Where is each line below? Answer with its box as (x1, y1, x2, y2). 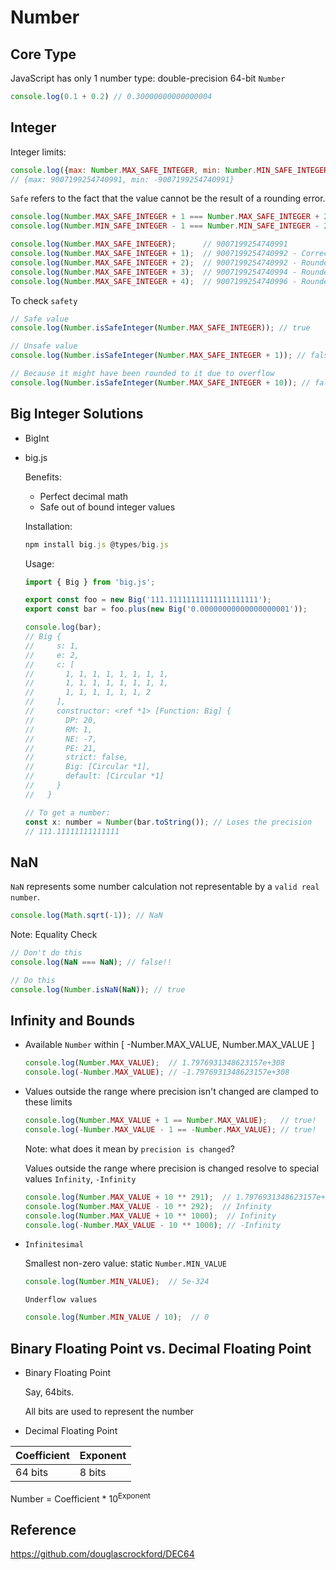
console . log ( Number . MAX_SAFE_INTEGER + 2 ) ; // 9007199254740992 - (10, 257, 298, 268)
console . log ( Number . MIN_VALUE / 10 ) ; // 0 (24, 1312, 210, 1323)
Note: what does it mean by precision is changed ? (24, 1142, 235, 1155)
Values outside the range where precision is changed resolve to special (24, 1162, 320, 1174)
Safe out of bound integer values (39, 501, 176, 513)
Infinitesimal (24, 1240, 84, 1250)
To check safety (10, 294, 78, 306)
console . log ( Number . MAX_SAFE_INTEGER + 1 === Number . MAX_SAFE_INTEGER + (10, 212, 320, 222)
